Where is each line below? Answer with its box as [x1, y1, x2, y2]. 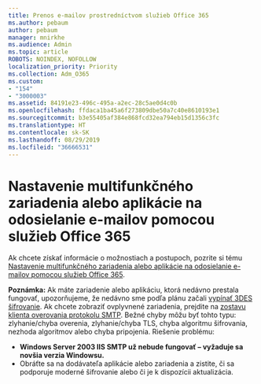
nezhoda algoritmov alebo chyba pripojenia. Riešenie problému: [8, 327, 215, 337]
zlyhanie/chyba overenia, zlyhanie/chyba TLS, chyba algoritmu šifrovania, [8, 319, 248, 328]
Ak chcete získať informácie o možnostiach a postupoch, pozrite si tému [8, 253, 242, 263]
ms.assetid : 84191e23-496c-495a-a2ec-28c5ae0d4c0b [8, 99, 178, 107]
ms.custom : [8, 77, 44, 85]
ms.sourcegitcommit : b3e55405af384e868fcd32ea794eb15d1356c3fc [8, 114, 220, 122]
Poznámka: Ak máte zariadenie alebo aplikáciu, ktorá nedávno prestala [8, 285, 239, 295]
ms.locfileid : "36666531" [8, 143, 93, 151]
